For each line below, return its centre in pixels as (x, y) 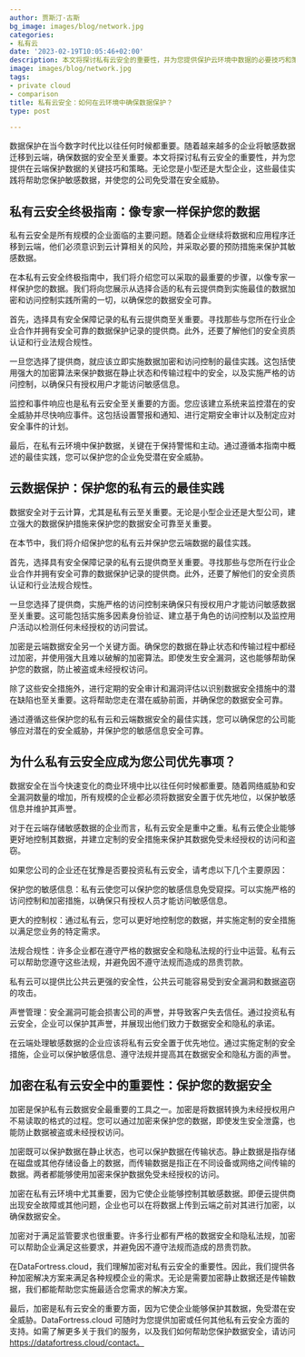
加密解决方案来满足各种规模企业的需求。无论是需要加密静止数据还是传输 (152, 1277)
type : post (30, 111)
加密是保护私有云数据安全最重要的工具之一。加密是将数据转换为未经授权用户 (152, 1109)
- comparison (34, 94)
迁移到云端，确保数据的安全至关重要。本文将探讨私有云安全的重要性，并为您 (152, 157)
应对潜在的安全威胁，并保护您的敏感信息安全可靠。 (113, 730)
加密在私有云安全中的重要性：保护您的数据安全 (141, 1085)
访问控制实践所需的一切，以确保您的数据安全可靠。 (120, 300)
